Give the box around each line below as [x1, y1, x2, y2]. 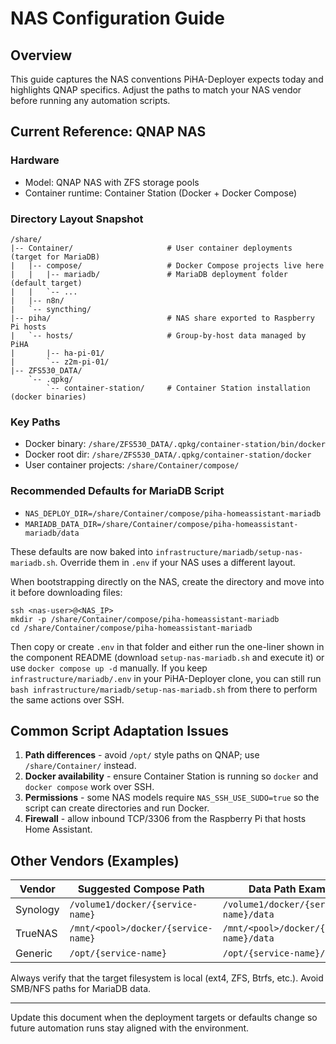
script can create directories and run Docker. [24, 802, 210, 814]
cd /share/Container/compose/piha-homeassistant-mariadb [10, 623, 253, 633]
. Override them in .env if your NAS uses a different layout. [54, 556, 296, 568]
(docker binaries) [10, 392, 87, 402]
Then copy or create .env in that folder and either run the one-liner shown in [10, 640, 325, 652]
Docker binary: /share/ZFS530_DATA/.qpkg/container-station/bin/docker [24, 438, 326, 450]
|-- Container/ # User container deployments [10, 243, 293, 253]
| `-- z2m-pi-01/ [10, 357, 110, 367]
